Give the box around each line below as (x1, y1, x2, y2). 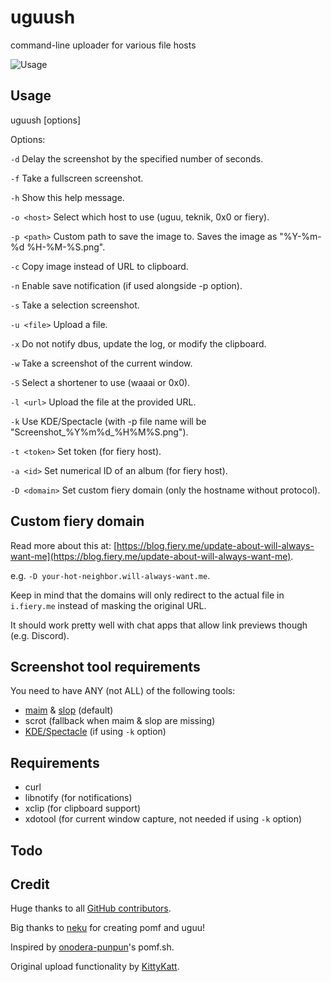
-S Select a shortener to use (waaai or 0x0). (10, 376, 191, 388)
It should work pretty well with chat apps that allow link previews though (10, 619, 308, 631)
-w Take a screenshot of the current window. (10, 357, 193, 369)
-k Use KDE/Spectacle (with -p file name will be (10, 415, 207, 427)
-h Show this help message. (10, 191, 125, 203)
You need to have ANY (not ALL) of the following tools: (10, 685, 236, 697)
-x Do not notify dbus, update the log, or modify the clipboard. (10, 337, 267, 350)
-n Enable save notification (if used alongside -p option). (10, 279, 243, 291)
